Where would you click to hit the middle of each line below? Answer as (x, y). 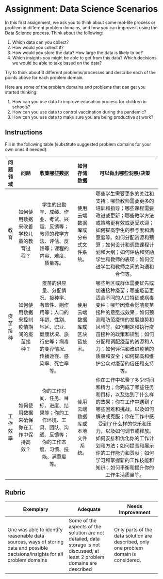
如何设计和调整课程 (127, 244)
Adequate (89, 509)
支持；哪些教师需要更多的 (125, 201)
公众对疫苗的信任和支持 (127, 363)
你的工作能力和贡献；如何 (125, 453)
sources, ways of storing (36, 542)
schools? (21, 107)
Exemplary (36, 509)
